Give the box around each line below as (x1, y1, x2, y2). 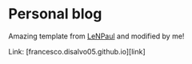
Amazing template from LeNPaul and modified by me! (8, 31, 185, 41)
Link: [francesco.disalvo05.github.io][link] (8, 46, 146, 56)
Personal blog (8, 5, 102, 23)
